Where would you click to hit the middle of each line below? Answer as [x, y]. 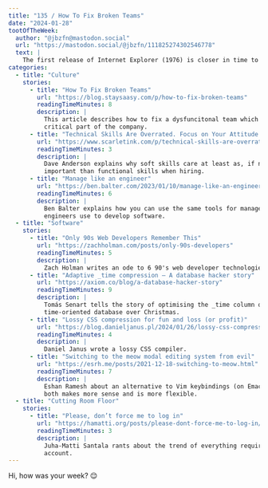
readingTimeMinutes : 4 [75, 335]
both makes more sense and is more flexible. [120, 394]
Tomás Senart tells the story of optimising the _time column [149, 305]
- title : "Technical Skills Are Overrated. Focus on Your [128, 134]
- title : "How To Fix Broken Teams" [90, 90]
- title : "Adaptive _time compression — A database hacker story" [142, 275]
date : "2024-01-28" [41, 23]
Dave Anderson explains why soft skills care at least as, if [149, 164]
